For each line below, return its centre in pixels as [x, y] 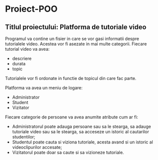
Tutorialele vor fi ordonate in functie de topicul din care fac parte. [71, 78]
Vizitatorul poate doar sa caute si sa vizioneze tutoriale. [68, 152]
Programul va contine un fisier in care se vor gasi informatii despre [72, 39]
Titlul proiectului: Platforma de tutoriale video [76, 27]
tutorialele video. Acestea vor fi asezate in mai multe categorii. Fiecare [76, 44]
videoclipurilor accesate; [37, 147]
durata [19, 64]
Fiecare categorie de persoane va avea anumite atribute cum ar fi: [72, 117]
